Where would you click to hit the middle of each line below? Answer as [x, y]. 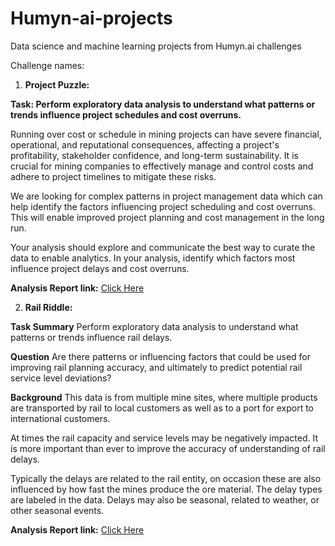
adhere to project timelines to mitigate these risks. [113, 176]
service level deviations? [61, 378]
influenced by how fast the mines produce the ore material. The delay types [166, 489]
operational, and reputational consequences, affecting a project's [145, 144]
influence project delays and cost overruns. [100, 268]
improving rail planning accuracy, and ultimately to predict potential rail [156, 367]
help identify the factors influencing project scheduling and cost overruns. [163, 206]
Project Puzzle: [57, 84]
